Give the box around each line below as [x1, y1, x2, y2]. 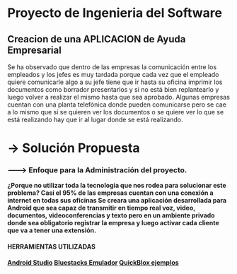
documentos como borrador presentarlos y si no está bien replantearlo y [7, 85, 219, 93]
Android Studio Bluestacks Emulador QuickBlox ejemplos [7, 258, 179, 266]
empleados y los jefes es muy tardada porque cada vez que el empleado [7, 71, 219, 78]
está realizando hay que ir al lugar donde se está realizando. [7, 115, 183, 124]
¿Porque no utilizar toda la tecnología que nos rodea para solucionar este [7, 181, 226, 190]
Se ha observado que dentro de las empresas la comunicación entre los [7, 63, 217, 71]
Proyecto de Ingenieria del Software [7, 5, 223, 21]
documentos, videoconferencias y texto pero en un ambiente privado [7, 211, 215, 220]
